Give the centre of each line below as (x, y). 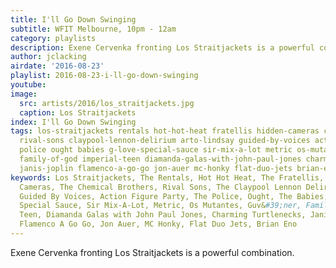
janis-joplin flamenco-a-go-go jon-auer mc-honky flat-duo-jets (156, 168)
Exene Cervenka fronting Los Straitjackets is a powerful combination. (152, 252)
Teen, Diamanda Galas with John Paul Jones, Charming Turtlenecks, (163, 215)
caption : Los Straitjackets (78, 112)
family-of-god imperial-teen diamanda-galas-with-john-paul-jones (160, 159)
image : (24, 94)
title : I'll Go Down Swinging (73, 19)
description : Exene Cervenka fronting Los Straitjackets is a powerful (162, 47)
